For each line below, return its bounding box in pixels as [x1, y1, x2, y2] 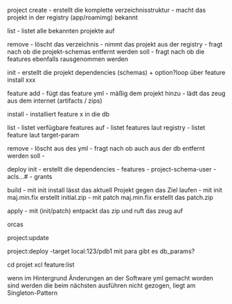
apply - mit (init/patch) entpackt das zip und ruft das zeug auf [7, 207, 184, 214]
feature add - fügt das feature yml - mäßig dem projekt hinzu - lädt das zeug [7, 90, 226, 97]
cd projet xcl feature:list [7, 260, 75, 269]
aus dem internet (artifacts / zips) [7, 96, 102, 105]
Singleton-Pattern [7, 289, 58, 297]
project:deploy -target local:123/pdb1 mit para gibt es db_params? [7, 247, 195, 255]
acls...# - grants [7, 173, 53, 180]
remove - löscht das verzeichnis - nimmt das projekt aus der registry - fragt [7, 40, 223, 48]
